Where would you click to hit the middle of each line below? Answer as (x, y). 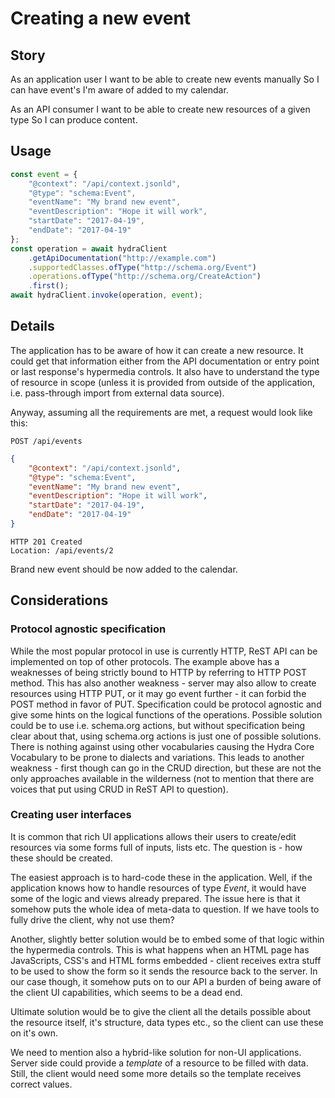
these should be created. (61, 858)
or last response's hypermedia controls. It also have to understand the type (165, 371)
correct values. (41, 1084)
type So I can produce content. (74, 120)
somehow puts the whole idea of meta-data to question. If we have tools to (165, 909)
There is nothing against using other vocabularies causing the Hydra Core (162, 746)
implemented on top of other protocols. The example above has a (145, 661)
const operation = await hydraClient (89, 248)
